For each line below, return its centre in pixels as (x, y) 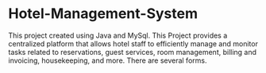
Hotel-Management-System (103, 14)
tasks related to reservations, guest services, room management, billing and (132, 52)
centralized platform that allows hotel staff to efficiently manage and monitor (133, 43)
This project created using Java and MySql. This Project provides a (118, 35)
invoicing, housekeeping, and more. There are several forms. (108, 60)
